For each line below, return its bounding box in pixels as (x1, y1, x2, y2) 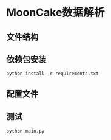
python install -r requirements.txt (6, 71, 99, 77)
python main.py (6, 128, 45, 134)
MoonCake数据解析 (6, 5, 105, 19)
